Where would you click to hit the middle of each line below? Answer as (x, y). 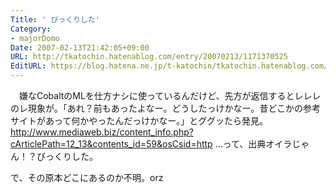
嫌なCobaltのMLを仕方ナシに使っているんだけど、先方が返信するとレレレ (170, 95)
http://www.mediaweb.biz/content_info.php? (102, 132)
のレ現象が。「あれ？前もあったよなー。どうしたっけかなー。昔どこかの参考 (166, 108)
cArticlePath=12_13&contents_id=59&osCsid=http (111, 144)
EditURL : (28, 66)
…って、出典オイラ (253, 144)
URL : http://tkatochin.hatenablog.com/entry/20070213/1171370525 (149, 57)
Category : (31, 29)
